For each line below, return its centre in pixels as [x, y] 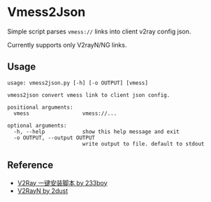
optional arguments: [37, 125]
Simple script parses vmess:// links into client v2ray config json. [99, 31]
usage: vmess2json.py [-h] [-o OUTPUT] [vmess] [78, 83]
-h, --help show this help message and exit [96, 132]
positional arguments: [40, 107]
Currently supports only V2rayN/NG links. [67, 45]
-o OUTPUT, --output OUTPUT [54, 138]
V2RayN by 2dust [43, 191]
